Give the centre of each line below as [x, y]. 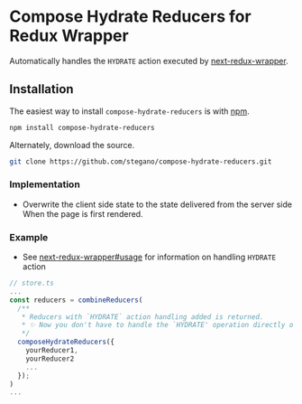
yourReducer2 [50, 359]
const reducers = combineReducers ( [76, 300]
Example [29, 237]
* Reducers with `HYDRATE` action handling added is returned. [142, 317]
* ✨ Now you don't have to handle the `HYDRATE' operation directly [153, 325]
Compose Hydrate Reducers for [130, 17]
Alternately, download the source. [72, 145]
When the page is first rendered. [82, 213]
